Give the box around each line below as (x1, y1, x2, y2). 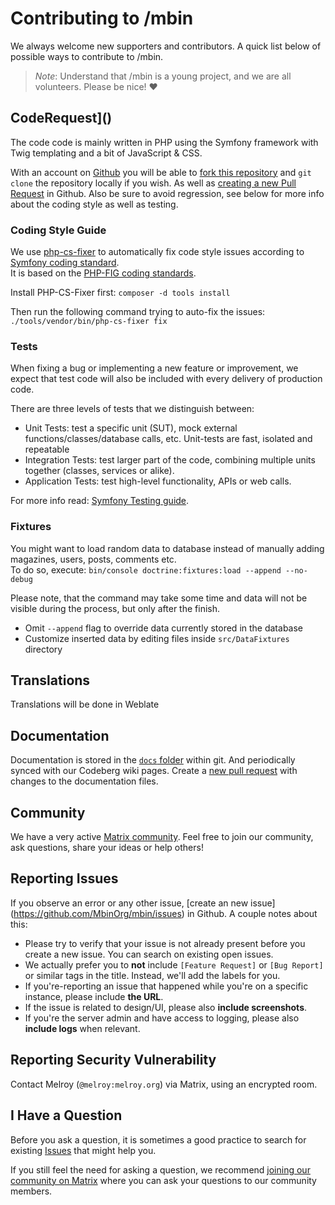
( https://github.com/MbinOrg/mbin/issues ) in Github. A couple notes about (10, 907, 318, 919)
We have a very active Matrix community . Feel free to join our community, (10, 831, 314, 843)
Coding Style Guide (10, 223, 107, 237)
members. (10, 1185, 53, 1197)
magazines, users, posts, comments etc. (10, 553, 177, 565)
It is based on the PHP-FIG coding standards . (10, 267, 197, 279)
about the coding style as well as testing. (10, 198, 179, 210)
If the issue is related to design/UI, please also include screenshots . (24, 1001, 308, 1013)
